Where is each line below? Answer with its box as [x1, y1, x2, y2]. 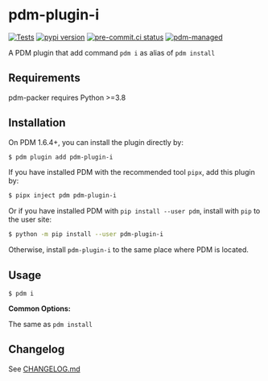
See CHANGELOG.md [8, 364, 80, 374]
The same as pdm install [8, 320, 93, 329]
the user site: [8, 215, 52, 225]
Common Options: [8, 304, 71, 313]
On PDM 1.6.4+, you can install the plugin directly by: [8, 137, 183, 147]
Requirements [8, 71, 80, 85]
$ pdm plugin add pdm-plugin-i [8, 153, 113, 161]
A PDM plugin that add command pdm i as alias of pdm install [8, 48, 216, 57]
